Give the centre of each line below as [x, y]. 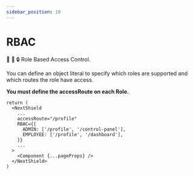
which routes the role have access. [50, 80]
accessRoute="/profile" [47, 118]
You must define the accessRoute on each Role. [68, 91]
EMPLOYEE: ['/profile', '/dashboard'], [72, 134]
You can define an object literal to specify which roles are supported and [97, 73]
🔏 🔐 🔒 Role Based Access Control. [48, 59]
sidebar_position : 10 [34, 12]
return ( [17, 103]
